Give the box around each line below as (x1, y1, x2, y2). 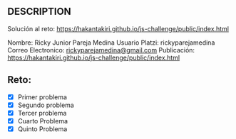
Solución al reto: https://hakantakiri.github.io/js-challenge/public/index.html (7, 24, 230, 33)
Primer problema (17, 92, 68, 101)
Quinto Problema (17, 124, 68, 133)
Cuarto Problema (17, 116, 68, 125)
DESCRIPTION (7, 6, 71, 18)
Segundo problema (17, 101, 75, 109)
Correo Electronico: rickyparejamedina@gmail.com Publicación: (7, 45, 195, 54)
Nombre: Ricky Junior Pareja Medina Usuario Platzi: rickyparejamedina (7, 38, 215, 47)
